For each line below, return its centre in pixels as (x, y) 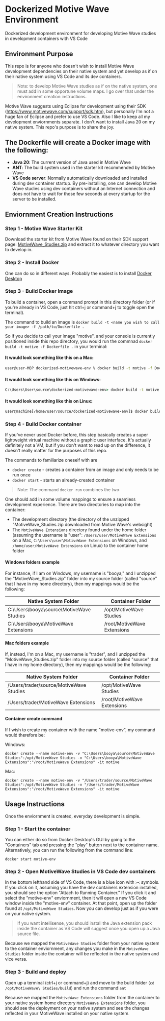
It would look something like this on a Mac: (50, 358)
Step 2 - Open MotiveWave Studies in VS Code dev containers (81, 871)
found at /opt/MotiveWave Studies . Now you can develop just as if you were (82, 908)
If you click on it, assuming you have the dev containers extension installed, (82, 888)
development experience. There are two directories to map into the (73, 505)
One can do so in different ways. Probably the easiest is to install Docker (79, 273)
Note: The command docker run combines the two (68, 490)
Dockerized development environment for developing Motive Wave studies (81, 33)
